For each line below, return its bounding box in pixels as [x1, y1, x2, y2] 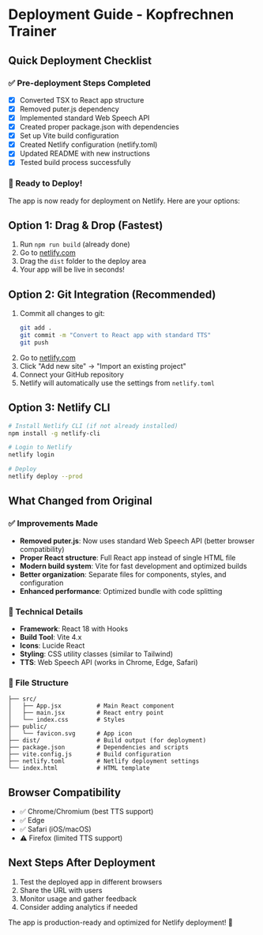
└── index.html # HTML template [8, 764, 150, 772]
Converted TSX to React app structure [19, 95, 145, 104]
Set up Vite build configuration [19, 131, 119, 141]
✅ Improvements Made [8, 518, 99, 529]
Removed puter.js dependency [19, 104, 120, 114]
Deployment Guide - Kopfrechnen [8, 6, 235, 24]
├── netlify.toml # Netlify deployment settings [8, 757, 200, 765]
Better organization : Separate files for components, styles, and [19, 569, 227, 579]
